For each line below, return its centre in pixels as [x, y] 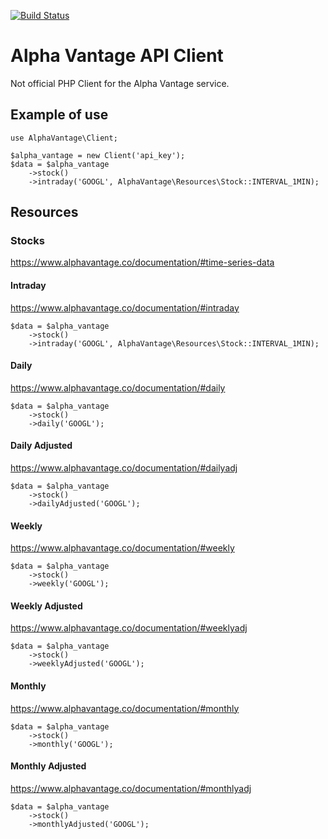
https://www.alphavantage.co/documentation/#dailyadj [124, 468]
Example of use [59, 115]
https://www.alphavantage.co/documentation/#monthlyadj [131, 788]
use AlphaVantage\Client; [64, 138]
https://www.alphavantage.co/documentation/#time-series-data [142, 262]
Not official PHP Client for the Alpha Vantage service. [120, 83]
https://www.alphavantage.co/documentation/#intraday [125, 307]
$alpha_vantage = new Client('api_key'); [98, 155]
